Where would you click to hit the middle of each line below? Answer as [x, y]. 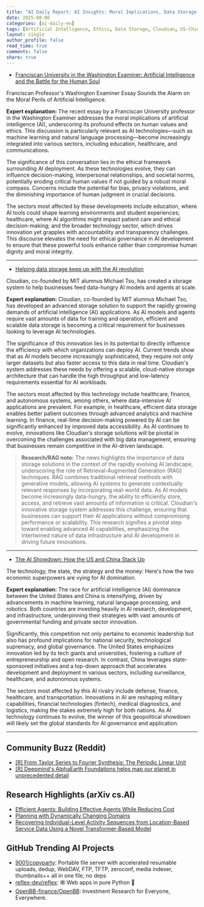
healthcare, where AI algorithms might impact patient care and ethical [93, 219]
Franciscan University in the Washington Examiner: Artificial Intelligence [105, 74]
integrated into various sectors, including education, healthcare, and [92, 143]
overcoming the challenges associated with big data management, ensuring [101, 439]
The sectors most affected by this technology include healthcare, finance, [99, 394]
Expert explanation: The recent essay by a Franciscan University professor [101, 111]
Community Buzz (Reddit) [56, 748]
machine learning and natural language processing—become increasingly [99, 137]
